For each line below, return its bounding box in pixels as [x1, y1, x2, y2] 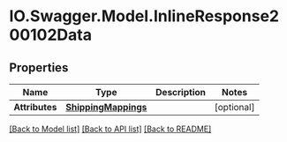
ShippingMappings [65, 101, 147, 113]
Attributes [13, 101, 57, 113]
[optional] [214, 101, 255, 113]
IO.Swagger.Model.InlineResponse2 [9, 6, 280, 26]
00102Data [9, 25, 93, 45]
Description [155, 86, 206, 98]
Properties [9, 60, 69, 75]
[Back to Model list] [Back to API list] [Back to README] [9, 123, 212, 134]
